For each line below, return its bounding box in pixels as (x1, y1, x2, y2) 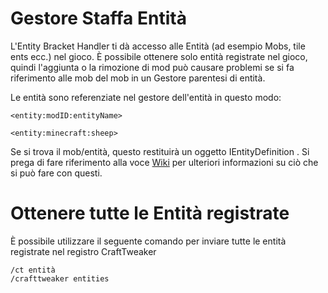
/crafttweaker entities (10, 273, 110, 284)
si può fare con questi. (10, 167, 103, 179)
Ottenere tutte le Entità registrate (10, 202, 290, 225)
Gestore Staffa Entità (10, 7, 187, 30)
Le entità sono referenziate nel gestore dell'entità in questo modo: (10, 91, 282, 103)
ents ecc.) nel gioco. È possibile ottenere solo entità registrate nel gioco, (10, 50, 308, 62)
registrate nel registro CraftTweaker (10, 245, 157, 257)
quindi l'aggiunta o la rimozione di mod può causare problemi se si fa (10, 61, 295, 73)
